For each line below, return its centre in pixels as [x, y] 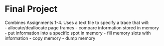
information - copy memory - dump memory [50, 38]
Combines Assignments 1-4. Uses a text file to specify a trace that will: [77, 23]
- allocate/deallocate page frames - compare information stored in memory [82, 27]
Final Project [31, 9]
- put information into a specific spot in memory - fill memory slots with [78, 33]
